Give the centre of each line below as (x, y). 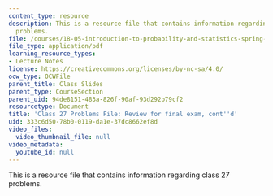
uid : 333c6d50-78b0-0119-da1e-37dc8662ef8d (83, 122)
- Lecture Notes (36, 62)
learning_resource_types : (52, 54)
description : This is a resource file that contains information (121, 24)
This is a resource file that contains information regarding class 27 (119, 175)
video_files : (30, 129)
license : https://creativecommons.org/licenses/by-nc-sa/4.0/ (116, 69)
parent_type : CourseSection (56, 91)
